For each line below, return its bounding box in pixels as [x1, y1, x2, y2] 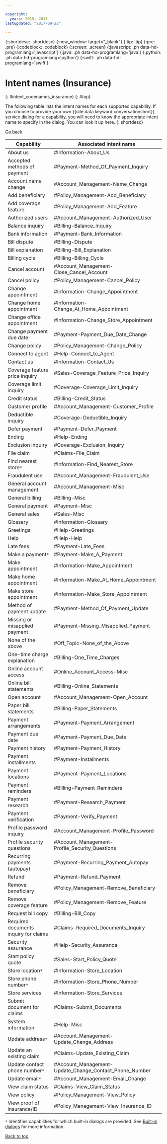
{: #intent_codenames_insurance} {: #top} [5, 94, 91, 100]
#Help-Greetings [54, 527, 94, 534]
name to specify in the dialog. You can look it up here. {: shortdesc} [5, 119, 143, 125]
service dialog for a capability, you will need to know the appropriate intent [5, 114, 158, 120]
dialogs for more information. [5, 1124, 65, 1130]
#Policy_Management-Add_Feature [54, 203, 137, 210]
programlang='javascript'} [5, 49, 59, 55]
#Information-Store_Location [54, 967, 123, 974]
